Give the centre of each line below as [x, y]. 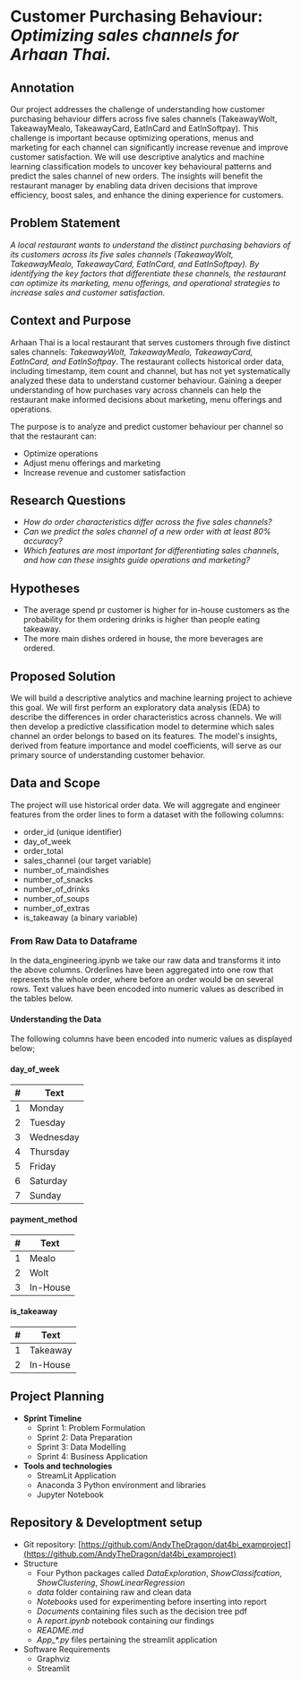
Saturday [48, 1180]
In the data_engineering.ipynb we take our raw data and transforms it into [146, 961]
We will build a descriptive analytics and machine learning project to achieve [151, 698]
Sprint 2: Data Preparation [85, 1437]
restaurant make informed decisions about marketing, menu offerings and [146, 399]
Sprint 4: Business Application [92, 1456]
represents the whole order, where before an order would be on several [142, 980]
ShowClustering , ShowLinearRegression [111, 1582]
